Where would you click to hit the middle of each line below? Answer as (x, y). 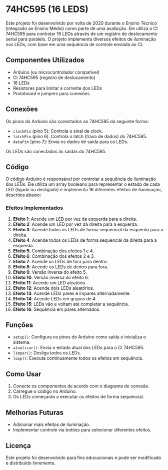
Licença (18, 446)
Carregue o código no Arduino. (45, 391)
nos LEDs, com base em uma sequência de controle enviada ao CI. (74, 44)
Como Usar (23, 374)
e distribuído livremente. (31, 463)
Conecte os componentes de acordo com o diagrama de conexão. (81, 386)
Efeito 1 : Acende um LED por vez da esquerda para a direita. (75, 219)
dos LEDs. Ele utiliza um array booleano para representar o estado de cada (83, 184)
